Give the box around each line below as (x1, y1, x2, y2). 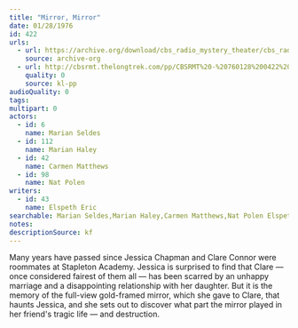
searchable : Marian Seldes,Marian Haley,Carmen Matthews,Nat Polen (9, 211, 264, 220)
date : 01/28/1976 (9, 21, 74, 30)
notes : (9, 220, 34, 228)
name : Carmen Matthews (25, 162, 109, 171)
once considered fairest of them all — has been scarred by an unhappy (9, 271, 269, 282)
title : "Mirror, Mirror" (9, 12, 101, 22)
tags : (9, 95, 29, 105)
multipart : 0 (9, 104, 58, 113)
